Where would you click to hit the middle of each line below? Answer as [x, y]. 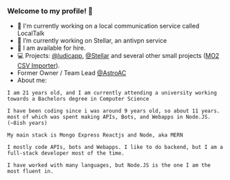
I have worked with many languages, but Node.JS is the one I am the [109, 166]
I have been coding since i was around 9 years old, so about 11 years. [114, 111]
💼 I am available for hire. [51, 48]
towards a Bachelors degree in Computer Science [78, 99]
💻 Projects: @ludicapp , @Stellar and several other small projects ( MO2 [118, 56]
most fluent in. [30, 172]
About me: [32, 80]
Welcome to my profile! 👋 [50, 11]
